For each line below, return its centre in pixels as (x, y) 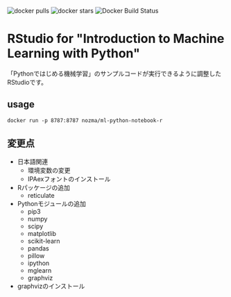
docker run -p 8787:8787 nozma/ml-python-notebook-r (85, 120)
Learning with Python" (74, 54)
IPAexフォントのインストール (69, 179)
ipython (38, 263)
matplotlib (42, 233)
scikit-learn (44, 241)
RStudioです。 (27, 82)
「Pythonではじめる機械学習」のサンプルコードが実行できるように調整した (114, 74)
